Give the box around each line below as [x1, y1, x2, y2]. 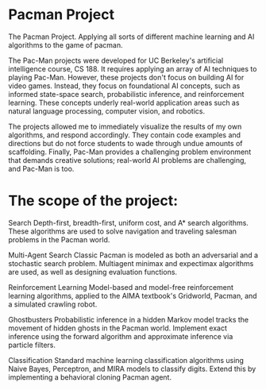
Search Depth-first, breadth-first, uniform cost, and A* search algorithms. [8, 218, 249, 227]
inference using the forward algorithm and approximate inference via [8, 331, 233, 341]
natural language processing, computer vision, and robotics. [8, 106, 205, 116]
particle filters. [8, 340, 56, 349]
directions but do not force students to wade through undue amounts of [8, 138, 243, 148]
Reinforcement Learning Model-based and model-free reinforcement [8, 282, 234, 292]
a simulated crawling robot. [8, 299, 98, 309]
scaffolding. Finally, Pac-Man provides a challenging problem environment [8, 147, 252, 156]
